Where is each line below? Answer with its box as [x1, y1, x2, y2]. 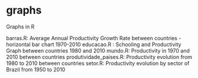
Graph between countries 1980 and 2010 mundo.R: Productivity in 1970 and [6, 47, 190, 54]
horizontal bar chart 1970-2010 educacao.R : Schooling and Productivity [6, 41, 181, 48]
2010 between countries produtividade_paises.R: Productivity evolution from [6, 53, 193, 60]
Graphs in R [6, 23, 35, 30]
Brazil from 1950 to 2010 [6, 66, 66, 73]
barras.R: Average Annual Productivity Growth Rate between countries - [6, 34, 181, 41]
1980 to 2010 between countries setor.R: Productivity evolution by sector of [6, 60, 190, 67]
